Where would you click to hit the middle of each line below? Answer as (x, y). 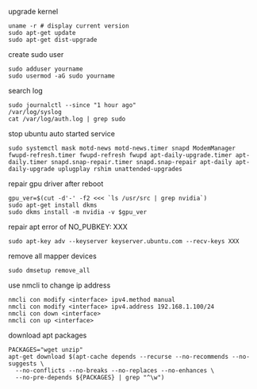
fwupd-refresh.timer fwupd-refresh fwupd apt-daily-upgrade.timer (120, 155)
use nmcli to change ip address (59, 285)
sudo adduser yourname (46, 69)
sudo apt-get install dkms (53, 205)
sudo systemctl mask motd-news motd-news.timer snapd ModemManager (122, 148)
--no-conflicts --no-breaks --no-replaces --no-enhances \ (115, 371)
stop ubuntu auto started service (61, 133)
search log (26, 91)
